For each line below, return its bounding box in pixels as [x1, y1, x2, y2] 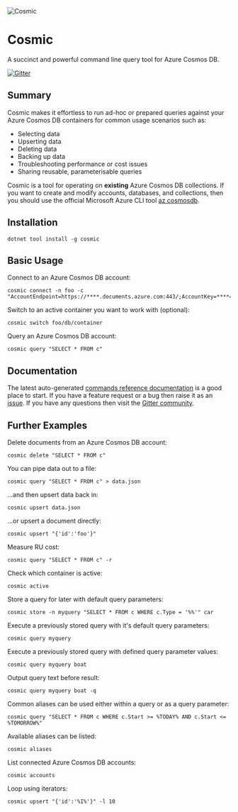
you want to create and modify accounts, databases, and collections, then [7, 188, 224, 197]
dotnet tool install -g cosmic [7, 235, 100, 243]
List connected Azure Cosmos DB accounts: [7, 758, 137, 767]
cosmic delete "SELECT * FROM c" [7, 452, 106, 459]
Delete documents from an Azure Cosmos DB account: [7, 438, 168, 446]
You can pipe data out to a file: [7, 465, 97, 472]
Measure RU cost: [7, 543, 60, 551]
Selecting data [17, 129, 60, 138]
